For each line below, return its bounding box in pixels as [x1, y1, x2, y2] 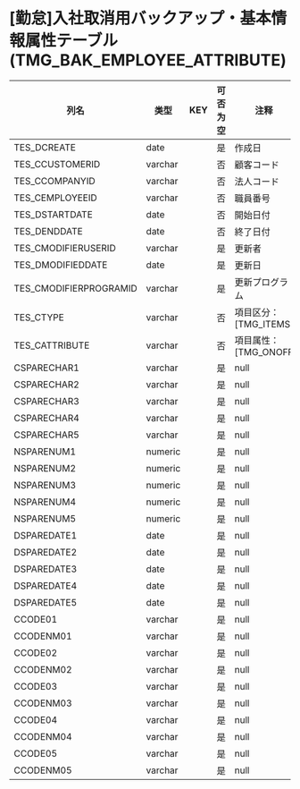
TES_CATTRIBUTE [13, 339, 90, 352]
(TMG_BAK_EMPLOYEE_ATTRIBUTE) [9, 50, 287, 71]
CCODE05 [13, 747, 58, 759]
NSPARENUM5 [13, 512, 77, 524]
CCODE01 [13, 613, 58, 625]
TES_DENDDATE [13, 225, 83, 237]
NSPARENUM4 [13, 496, 77, 508]
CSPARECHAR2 [13, 378, 80, 390]
